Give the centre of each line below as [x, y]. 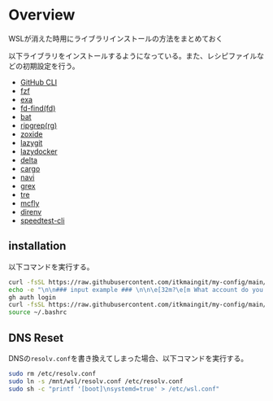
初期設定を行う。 [51, 66]
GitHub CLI [39, 82]
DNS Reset [36, 338]
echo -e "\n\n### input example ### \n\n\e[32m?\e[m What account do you [136, 290]
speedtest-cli [42, 220]
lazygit [31, 142]
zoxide [31, 134]
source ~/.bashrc [38, 312]
